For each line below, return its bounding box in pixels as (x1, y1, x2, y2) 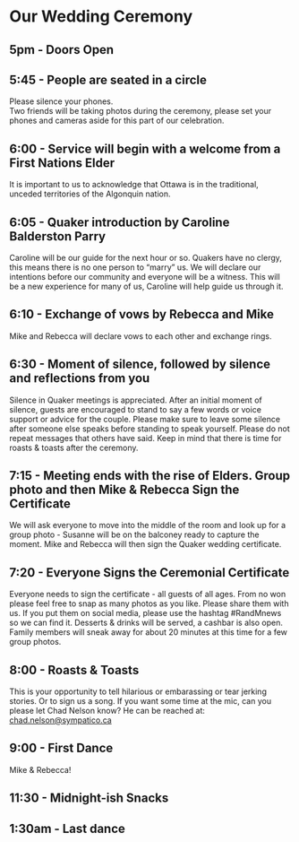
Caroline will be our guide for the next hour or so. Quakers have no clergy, (9, 253, 282, 264)
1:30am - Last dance (9, 820, 125, 836)
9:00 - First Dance (9, 741, 114, 756)
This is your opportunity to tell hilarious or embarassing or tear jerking (9, 686, 267, 697)
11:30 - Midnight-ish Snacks (9, 791, 169, 806)
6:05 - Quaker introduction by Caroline (9, 214, 230, 230)
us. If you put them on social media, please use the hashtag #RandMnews (9, 608, 282, 619)
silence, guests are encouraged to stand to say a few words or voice (9, 404, 262, 414)
